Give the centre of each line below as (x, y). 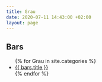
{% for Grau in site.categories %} (55, 61)
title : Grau (21, 12)
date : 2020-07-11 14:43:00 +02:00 (49, 17)
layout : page (22, 23)
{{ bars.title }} (31, 67)
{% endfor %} (32, 74)
